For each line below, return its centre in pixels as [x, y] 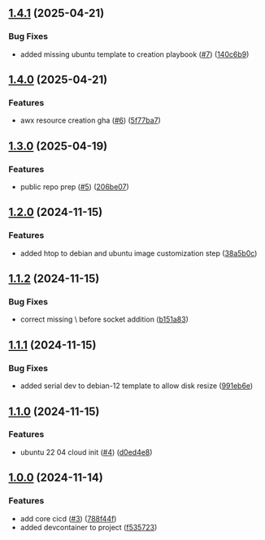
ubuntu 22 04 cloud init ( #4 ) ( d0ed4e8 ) [86, 452]
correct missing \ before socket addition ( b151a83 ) [104, 319]
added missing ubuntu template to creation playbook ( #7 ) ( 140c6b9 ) [135, 54]
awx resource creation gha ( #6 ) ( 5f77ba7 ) [90, 120]
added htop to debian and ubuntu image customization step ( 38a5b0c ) [139, 253]
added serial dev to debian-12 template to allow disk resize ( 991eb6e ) [137, 386]
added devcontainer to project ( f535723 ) [89, 527]
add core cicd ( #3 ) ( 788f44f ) [68, 518]
